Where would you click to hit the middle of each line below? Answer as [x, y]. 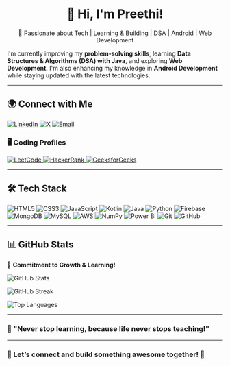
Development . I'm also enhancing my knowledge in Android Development [112, 68]
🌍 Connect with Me [50, 105]
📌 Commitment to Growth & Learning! [61, 265]
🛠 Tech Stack [37, 189]
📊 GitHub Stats [40, 245]
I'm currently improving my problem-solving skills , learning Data [99, 53]
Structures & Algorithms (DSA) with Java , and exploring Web [95, 60]
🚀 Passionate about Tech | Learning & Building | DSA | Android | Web [115, 33]
